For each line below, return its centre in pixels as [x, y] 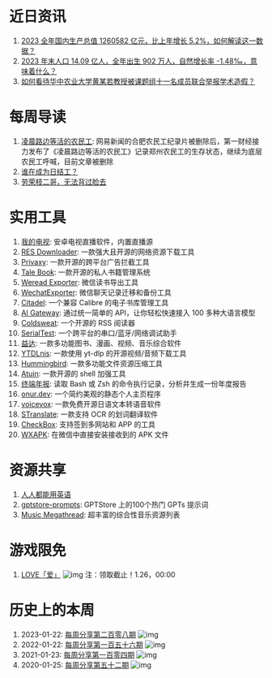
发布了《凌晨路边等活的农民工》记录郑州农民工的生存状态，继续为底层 [145, 151]
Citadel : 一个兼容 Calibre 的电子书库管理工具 [95, 302]
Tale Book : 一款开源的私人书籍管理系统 [85, 272]
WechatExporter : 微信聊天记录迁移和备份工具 [96, 292]
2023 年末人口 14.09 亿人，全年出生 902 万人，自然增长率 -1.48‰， [136, 61]
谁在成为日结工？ [49, 171]
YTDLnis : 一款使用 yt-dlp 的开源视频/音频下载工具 [104, 353]
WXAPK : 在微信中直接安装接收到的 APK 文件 [95, 434]
